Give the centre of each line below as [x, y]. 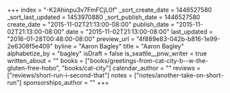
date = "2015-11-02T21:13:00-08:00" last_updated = [139, 31]
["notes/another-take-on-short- [179, 75]
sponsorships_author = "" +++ [66, 82]
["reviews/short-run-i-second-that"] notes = [70, 75]
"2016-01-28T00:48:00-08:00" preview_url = [71, 39]
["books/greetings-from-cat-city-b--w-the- [147, 61]
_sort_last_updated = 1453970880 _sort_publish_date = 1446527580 [104, 17]
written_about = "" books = [45, 61]
